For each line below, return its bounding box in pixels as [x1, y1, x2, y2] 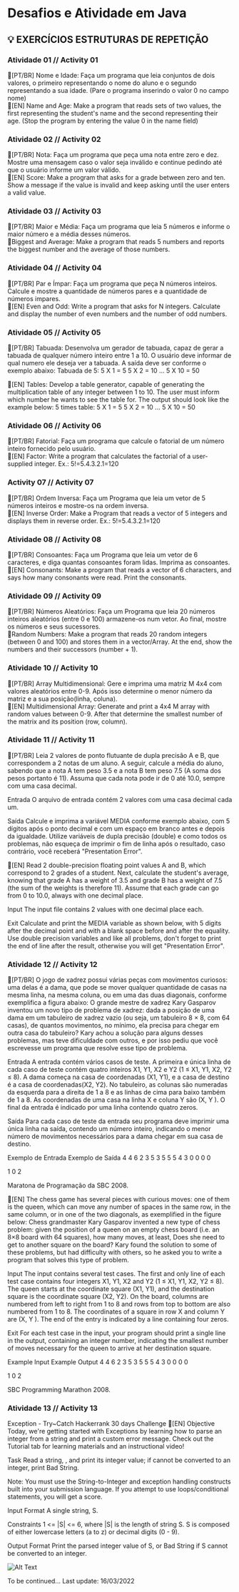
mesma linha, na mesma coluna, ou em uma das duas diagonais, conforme [7, 990, 227, 1000]
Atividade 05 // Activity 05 [7, 327, 101, 337]
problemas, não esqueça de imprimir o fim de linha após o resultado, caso [7, 839, 226, 848]
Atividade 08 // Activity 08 [7, 534, 102, 544]
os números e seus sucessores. [7, 622, 101, 631]
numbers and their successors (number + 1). [7, 645, 138, 654]
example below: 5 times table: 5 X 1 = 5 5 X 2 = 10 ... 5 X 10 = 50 [7, 403, 196, 412]
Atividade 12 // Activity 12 [7, 959, 98, 969]
